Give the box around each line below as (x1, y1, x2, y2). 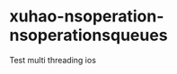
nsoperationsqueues (9, 25, 168, 45)
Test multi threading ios (9, 54, 97, 65)
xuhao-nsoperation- (9, 6, 164, 27)
